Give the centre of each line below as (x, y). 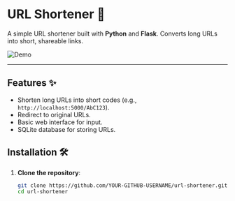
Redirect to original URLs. (54, 114)
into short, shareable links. (45, 40)
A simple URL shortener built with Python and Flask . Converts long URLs (113, 33)
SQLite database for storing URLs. (66, 129)
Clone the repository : (49, 172)
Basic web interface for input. (60, 122)
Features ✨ (32, 83)
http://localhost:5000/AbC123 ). (63, 107)
